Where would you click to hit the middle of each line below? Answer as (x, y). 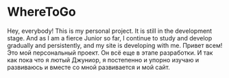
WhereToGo (42, 12)
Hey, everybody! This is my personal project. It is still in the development (110, 31)
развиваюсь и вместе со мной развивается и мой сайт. (88, 67)
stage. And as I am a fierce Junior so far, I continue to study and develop (110, 38)
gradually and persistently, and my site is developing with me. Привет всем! (115, 45)
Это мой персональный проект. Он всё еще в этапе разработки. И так (110, 53)
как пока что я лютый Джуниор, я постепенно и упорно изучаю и (103, 60)
